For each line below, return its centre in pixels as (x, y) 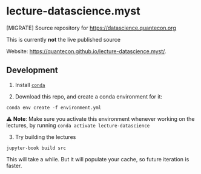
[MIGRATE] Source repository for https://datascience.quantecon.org (91, 28)
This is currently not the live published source (64, 39)
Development (32, 70)
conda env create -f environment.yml (54, 108)
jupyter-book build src (36, 148)
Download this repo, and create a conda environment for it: (88, 96)
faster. (14, 166)
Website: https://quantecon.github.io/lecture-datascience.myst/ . (86, 51)
